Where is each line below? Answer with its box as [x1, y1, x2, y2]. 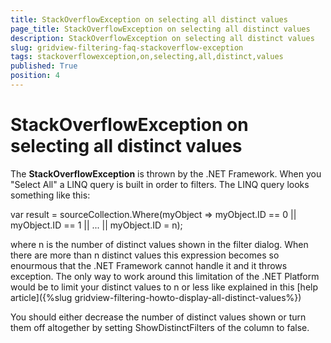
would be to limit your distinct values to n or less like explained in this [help [10, 281, 319, 293]
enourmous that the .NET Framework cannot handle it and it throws [10, 259, 288, 271]
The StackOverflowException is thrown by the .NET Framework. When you [10, 167, 322, 180]
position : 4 [10, 71, 60, 81]
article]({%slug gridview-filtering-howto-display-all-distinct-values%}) [10, 291, 302, 303]
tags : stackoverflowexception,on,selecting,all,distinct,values [10, 52, 284, 62]
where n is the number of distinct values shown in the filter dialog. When [10, 238, 309, 250]
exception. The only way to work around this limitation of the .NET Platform [10, 270, 320, 282]
